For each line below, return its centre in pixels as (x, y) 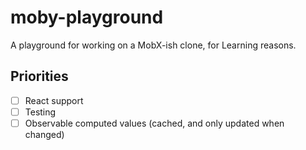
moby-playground (87, 17)
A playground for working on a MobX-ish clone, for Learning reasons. (153, 45)
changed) (44, 134)
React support (54, 100)
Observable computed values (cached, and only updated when (154, 123)
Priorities (39, 76)
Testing (40, 112)
